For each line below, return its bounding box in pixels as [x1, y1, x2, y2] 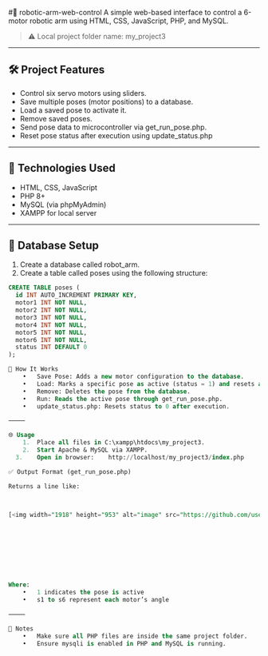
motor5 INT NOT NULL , [15, 328, 88, 336]
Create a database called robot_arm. [19, 260, 140, 269]
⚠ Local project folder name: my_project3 [27, 32, 166, 41]
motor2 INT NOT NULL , [15, 306, 88, 315]
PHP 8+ [19, 191, 45, 201]
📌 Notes [8, 624, 34, 633]
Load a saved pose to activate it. [19, 105, 127, 115]
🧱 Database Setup [8, 239, 100, 252]
